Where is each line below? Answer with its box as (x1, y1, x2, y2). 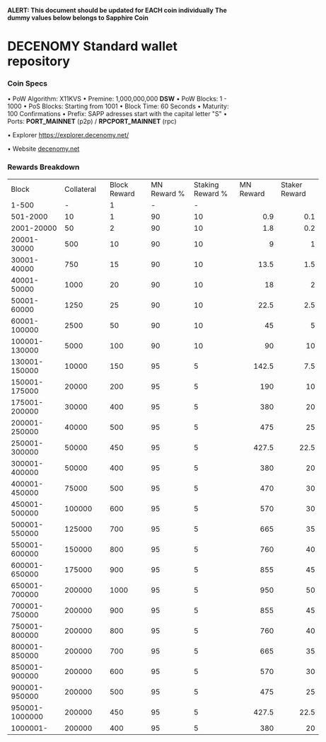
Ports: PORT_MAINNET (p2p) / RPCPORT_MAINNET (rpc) (7, 117, 177, 126)
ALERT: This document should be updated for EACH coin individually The (7, 6, 228, 14)
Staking (193, 180, 219, 190)
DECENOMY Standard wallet (7, 38, 178, 55)
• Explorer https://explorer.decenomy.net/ (7, 131, 129, 139)
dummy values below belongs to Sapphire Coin (7, 13, 149, 22)
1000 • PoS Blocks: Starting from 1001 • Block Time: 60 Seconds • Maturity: (7, 102, 229, 110)
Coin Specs (7, 79, 48, 89)
